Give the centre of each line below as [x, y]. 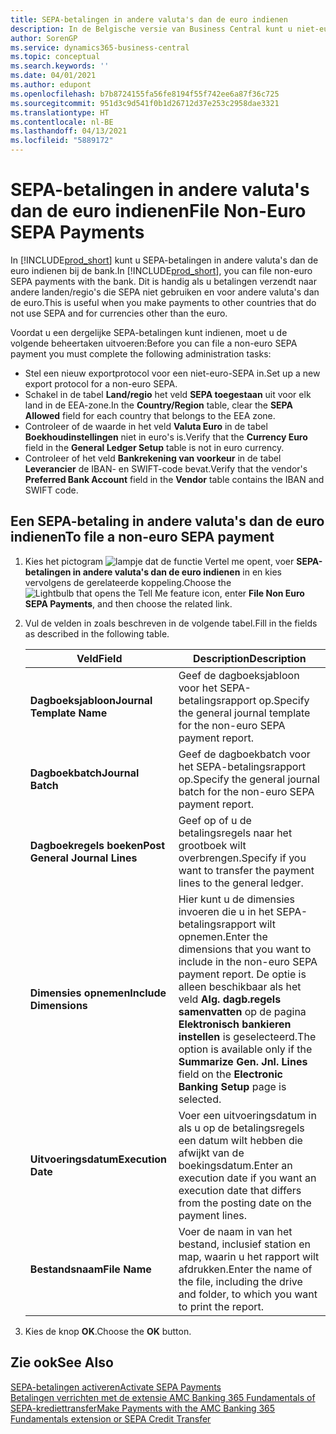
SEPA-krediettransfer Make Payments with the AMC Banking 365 [143, 1408]
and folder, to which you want [248, 1294]
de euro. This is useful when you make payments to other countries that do [163, 302]
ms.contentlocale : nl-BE [62, 122]
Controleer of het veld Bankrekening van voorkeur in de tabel [153, 458]
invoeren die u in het [226, 911]
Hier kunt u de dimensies [237, 899]
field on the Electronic [230, 1074]
